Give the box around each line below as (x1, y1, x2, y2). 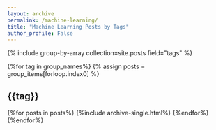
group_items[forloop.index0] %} (7, 70, 100, 78)
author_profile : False (7, 29, 73, 37)
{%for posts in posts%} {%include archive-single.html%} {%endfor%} (7, 109, 209, 117)
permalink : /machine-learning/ (7, 17, 98, 24)
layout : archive (7, 10, 54, 17)
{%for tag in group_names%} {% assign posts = (7, 62, 145, 71)
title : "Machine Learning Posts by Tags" (7, 23, 130, 30)
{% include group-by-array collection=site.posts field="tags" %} (7, 49, 193, 57)
